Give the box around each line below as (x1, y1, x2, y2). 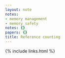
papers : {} (5, 30, 28, 35)
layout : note (5, 7, 32, 12)
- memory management (5, 16, 48, 21)
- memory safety (5, 21, 38, 26)
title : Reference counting (5, 35, 61, 40)
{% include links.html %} (5, 48, 55, 54)
